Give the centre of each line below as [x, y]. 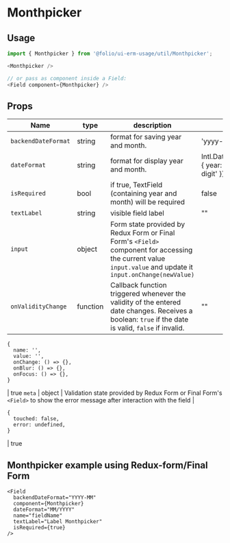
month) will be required [148, 202]
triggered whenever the [148, 294]
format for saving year [146, 137]
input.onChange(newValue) [153, 275]
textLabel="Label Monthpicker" [58, 522]
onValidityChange [39, 307]
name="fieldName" [38, 516]
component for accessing [152, 250]
